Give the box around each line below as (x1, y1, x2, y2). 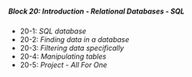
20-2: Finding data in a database (19, 34, 130, 44)
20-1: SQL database (19, 26, 86, 36)
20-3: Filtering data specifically (19, 43, 124, 52)
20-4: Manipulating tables (19, 52, 106, 61)
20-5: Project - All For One (19, 60, 108, 69)
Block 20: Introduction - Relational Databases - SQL (8, 6, 186, 16)
